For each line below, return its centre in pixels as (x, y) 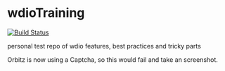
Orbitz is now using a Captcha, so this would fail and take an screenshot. (112, 59)
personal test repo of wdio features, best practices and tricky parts (104, 46)
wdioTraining (46, 13)
